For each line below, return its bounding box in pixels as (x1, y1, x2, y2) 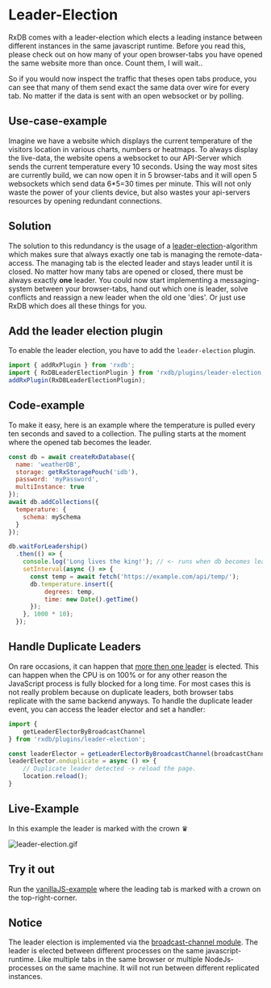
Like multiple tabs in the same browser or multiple (37, 955, 203, 965)
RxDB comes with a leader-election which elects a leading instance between (8, 32, 263, 42)
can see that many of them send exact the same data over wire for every (8, 82, 250, 92)
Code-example (8, 398, 85, 413)
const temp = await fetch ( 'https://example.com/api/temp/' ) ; (29, 572, 240, 581)
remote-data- (217, 249, 263, 259)
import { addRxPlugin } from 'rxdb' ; (8, 361, 135, 369)
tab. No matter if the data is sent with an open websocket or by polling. (8, 90, 244, 100)
